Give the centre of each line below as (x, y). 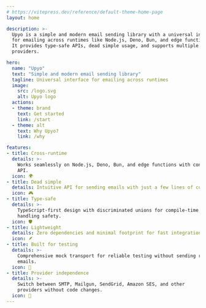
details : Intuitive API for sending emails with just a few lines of (102, 187)
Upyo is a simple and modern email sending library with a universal (102, 34)
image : (20, 85)
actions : (23, 103)
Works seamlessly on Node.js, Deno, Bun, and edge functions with (104, 165)
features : (19, 148)
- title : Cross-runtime (37, 154)
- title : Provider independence (48, 273)
